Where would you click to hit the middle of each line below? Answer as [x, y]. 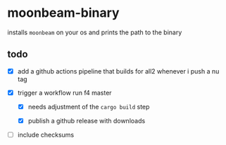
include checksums [46, 135]
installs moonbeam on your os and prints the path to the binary [95, 32]
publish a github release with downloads [87, 120]
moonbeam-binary [63, 13]
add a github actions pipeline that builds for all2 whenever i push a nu [118, 71]
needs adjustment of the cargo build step [89, 106]
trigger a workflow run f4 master [64, 92]
